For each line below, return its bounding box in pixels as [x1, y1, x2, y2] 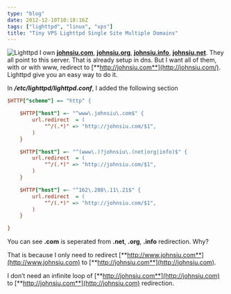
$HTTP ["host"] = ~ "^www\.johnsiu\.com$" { [19, 110, 144, 117]
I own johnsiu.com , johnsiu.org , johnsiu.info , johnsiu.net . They [39, 49, 224, 57]
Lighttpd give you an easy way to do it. [7, 71, 118, 79]
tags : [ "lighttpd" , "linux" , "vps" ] [7, 23, 113, 30]
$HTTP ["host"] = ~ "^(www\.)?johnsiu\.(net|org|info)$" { [19, 148, 188, 155]
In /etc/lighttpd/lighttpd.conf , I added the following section [7, 84, 178, 92]
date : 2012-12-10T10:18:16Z [7, 17, 89, 24]
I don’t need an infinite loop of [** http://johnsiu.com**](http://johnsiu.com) [7, 272, 220, 280]
